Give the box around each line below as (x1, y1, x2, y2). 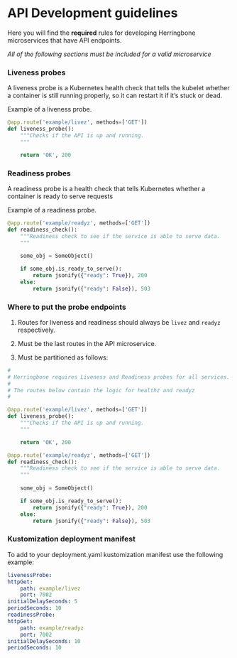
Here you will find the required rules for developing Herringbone (7, 28, 196, 37)
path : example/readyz (20, 624, 84, 632)
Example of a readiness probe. (7, 205, 97, 214)
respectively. (17, 325, 55, 334)
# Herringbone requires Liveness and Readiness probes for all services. (7, 373, 231, 381)
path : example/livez (20, 585, 81, 592)
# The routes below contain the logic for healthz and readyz (7, 387, 195, 394)
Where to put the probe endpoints (7, 302, 126, 312)
